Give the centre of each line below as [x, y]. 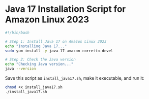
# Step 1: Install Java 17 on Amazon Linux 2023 [56, 41]
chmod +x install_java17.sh [34, 87]
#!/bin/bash [17, 33]
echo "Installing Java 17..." [36, 46]
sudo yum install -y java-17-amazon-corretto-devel [59, 51]
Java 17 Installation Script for [66, 9]
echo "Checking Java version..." [39, 64]
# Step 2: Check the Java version [41, 60]
